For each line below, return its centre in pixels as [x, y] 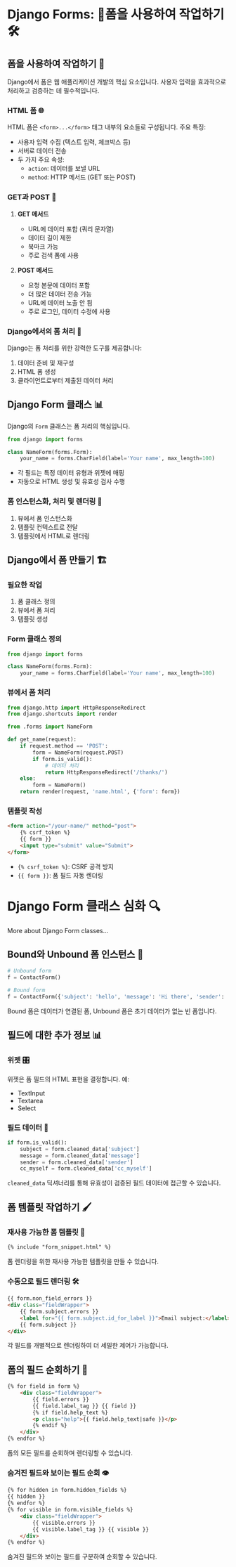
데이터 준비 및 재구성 [46, 363]
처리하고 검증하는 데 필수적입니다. [53, 91]
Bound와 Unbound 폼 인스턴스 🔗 [76, 955]
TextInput [31, 1093]
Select [27, 1108]
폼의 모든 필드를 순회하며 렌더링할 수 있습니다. [70, 1453]
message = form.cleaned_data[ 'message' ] [80, 1156]
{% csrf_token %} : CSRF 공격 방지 [66, 866]
